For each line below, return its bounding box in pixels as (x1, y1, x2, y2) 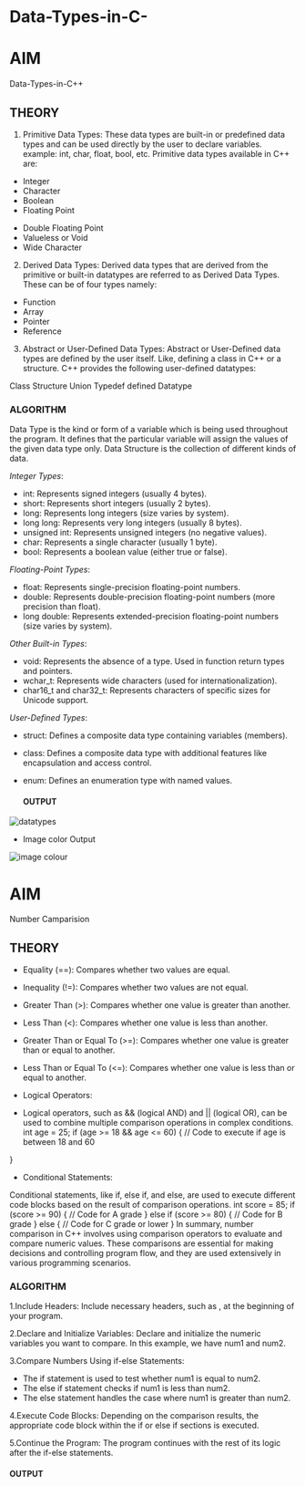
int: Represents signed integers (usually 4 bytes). (22, 488, 208, 499)
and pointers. (22, 666, 73, 677)
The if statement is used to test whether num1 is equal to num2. (22, 1373, 261, 1384)
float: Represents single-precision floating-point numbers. (22, 582, 241, 593)
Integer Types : (9, 471, 64, 482)
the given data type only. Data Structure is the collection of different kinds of (9, 443, 297, 454)
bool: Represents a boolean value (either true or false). (22, 546, 228, 557)
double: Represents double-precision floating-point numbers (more (22, 591, 276, 603)
